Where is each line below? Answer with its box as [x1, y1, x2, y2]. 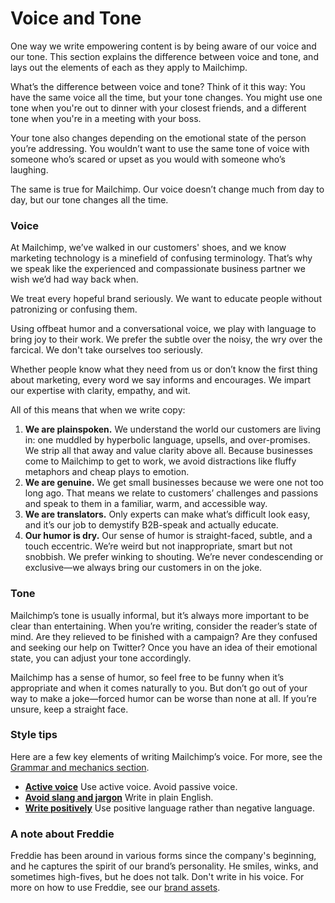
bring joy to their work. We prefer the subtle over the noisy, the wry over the [10, 333, 323, 346]
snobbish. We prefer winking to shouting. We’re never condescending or [24, 551, 324, 563]
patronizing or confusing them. [10, 303, 138, 316]
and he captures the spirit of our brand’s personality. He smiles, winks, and [10, 860, 319, 872]
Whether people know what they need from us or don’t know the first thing [10, 363, 318, 376]
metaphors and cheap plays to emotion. [24, 466, 190, 478]
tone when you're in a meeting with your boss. [10, 112, 202, 124]
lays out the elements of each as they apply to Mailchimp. [10, 61, 248, 73]
